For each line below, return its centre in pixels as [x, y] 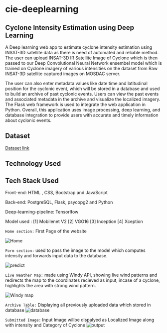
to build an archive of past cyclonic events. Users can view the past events [82, 94]
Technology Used [33, 164]
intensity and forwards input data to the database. [57, 256]
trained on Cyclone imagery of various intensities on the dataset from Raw [82, 68]
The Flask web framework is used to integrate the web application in [76, 105]
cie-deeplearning [42, 9]
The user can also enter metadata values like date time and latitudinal [77, 83]
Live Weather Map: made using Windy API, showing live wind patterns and [81, 275]
